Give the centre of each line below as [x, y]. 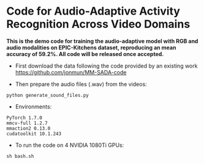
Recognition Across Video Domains [98, 24]
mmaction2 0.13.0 [28, 128]
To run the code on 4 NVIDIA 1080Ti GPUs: [70, 145]
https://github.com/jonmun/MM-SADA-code [71, 72]
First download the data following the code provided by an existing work [106, 66]
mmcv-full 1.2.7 [27, 123]
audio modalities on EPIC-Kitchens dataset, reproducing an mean [91, 48]
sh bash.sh [20, 156]
